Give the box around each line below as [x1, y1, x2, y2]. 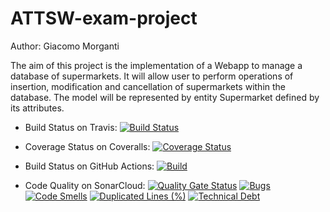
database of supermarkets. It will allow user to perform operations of [10, 70, 294, 82]
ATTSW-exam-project [10, 7, 198, 30]
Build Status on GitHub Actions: [24, 160, 155, 172]
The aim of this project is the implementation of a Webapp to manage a [10, 59, 303, 71]
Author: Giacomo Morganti [10, 40, 120, 52]
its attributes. [10, 102, 65, 114]
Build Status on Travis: [24, 121, 118, 133]
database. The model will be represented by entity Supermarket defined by [10, 91, 320, 103]
